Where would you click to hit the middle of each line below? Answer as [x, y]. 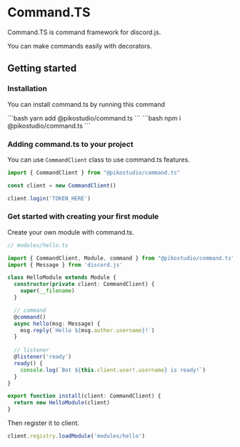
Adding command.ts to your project [70, 144]
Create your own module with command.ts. [71, 232]
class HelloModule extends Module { [62, 278]
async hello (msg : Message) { [57, 324]
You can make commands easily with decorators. [80, 46]
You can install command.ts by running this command [86, 104]
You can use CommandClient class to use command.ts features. [99, 159]
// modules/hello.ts [38, 245]
